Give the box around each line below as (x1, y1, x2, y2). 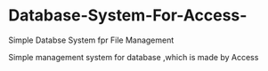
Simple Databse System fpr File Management (8, 35, 175, 45)
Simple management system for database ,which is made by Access (8, 51, 259, 62)
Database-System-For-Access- (8, 5, 248, 26)
